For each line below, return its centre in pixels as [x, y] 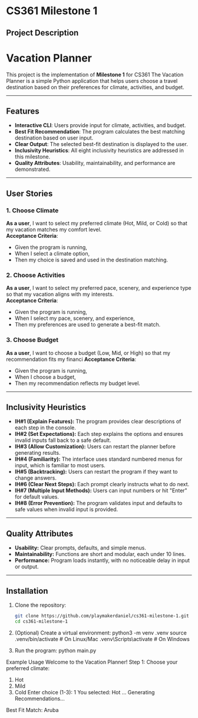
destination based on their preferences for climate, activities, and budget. [95, 87]
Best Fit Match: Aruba [32, 710]
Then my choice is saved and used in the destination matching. [91, 260]
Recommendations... [39, 698]
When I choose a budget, [45, 377]
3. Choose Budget [32, 340]
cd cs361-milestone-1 [41, 621]
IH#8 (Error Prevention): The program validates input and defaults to [98, 503]
